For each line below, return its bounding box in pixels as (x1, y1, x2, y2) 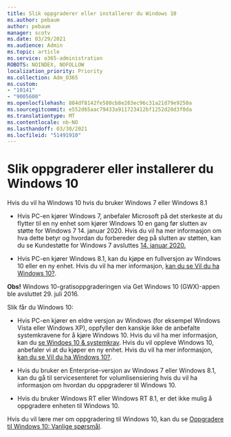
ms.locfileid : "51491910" (7, 131, 81, 138)
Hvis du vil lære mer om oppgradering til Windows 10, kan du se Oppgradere (7, 415, 224, 423)
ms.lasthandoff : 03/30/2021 (7, 125, 88, 132)
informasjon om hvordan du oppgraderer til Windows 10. (16, 381, 177, 390)
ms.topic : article (7, 49, 60, 56)
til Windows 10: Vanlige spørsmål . (7, 423, 102, 431)
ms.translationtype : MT (7, 112, 76, 119)
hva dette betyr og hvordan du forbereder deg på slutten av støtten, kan (16, 234, 221, 242)
